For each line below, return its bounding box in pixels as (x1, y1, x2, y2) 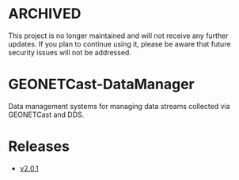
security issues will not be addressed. (8, 47, 132, 57)
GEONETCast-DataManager (8, 76, 195, 93)
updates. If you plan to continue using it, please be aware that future (8, 39, 231, 48)
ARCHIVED (8, 5, 82, 23)
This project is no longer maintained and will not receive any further (8, 31, 229, 40)
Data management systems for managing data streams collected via (8, 101, 231, 111)
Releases (8, 137, 70, 156)
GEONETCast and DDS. (8, 110, 85, 119)
